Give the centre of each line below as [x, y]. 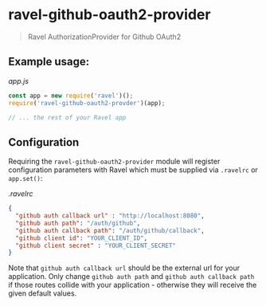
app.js [19, 80]
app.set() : [25, 178]
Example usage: [49, 62]
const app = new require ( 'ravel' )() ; [71, 96]
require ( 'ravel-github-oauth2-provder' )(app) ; [87, 103]
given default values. [43, 293]
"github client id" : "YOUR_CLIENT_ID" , [82, 238]
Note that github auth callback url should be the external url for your [124, 268]
